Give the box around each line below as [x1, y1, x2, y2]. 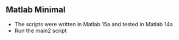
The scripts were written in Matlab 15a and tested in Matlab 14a [14, 20, 173, 27]
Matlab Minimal [5, 5, 66, 15]
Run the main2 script [14, 27, 67, 34]
